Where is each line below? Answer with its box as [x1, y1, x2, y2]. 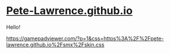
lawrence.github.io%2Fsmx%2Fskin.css [6, 41, 105, 48]
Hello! [6, 23, 21, 31]
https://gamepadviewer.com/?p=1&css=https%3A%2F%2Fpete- [6, 35, 164, 42]
